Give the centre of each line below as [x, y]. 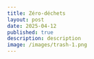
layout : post [26, 20]
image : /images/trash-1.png [47, 45]
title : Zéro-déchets [37, 13]
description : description [44, 39]
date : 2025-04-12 [32, 26]
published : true [30, 32]
